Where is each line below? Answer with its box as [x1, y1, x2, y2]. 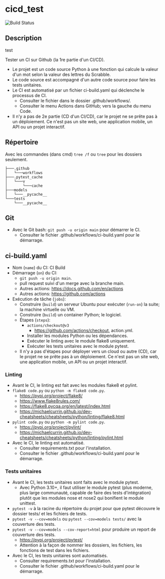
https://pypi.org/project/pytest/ [19, 537, 83, 543]
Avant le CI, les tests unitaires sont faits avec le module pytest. [12, 479, 139, 485]
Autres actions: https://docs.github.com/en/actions [19, 286, 124, 292]
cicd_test [5, 3, 44, 15]
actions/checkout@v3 [27, 323, 69, 328]
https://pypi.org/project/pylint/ [19, 424, 81, 430]
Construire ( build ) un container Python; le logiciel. [19, 312, 122, 318]
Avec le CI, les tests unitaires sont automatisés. [12, 552, 108, 558]
